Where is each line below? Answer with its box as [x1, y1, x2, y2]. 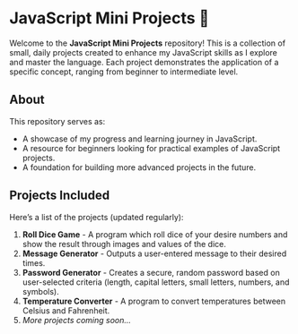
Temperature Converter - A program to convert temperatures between [22, 295, 286, 306]
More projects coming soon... [22, 314, 132, 325]
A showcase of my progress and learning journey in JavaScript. [22, 133, 258, 144]
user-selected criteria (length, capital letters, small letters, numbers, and [22, 277, 290, 287]
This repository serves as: [9, 116, 106, 126]
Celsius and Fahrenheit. [22, 304, 110, 316]
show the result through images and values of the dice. [22, 238, 226, 249]
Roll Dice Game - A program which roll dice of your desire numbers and [22, 228, 288, 240]
